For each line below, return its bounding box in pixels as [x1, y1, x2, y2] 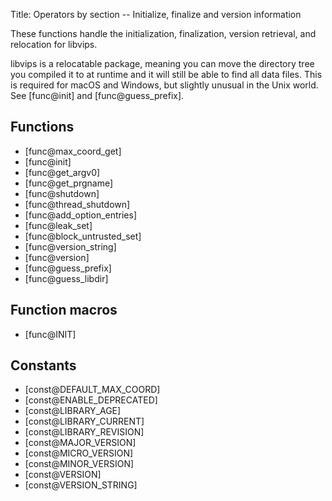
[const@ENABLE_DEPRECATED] [24, 394, 158, 406]
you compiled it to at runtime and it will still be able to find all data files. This [10, 69, 323, 80]
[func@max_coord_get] [24, 145, 122, 157]
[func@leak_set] [24, 219, 93, 231]
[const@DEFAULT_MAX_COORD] [24, 384, 161, 396]
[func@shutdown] [24, 187, 100, 199]
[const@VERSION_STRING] [24, 479, 138, 491]
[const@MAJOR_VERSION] [24, 437, 137, 449]
